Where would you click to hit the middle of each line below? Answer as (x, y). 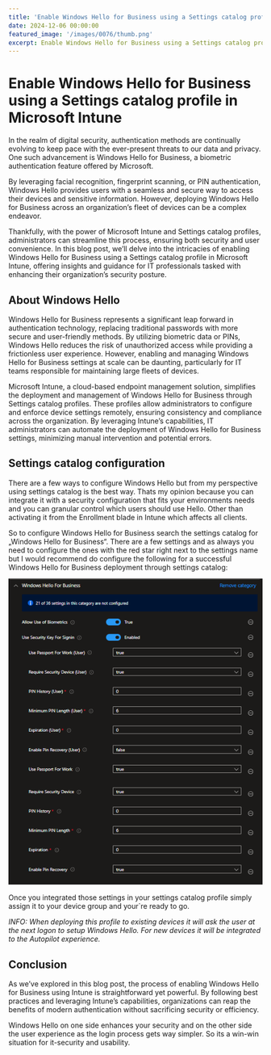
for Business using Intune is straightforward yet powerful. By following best (133, 993)
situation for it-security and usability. (69, 1043)
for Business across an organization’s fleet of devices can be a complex (128, 208)
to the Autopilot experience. (54, 939)
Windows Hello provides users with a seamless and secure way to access (131, 191)
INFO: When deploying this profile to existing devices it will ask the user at (132, 922)
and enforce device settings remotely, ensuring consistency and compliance (135, 412)
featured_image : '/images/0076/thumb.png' (81, 34)
